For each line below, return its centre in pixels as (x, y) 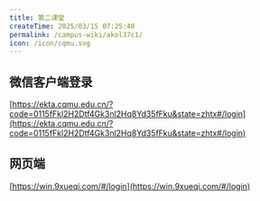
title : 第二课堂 (37, 18)
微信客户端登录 (51, 82)
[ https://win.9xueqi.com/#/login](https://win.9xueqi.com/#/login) (130, 186)
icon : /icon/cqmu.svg (50, 43)
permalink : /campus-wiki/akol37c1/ (76, 34)
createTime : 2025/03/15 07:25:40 (72, 26)
